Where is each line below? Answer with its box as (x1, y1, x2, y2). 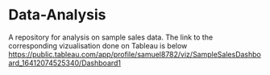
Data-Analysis (8, 6, 106, 24)
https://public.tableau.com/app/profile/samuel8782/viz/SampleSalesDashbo (8, 49, 262, 59)
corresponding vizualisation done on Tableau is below (8, 40, 188, 50)
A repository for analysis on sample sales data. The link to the (8, 32, 214, 42)
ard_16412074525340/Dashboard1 (8, 58, 122, 68)
